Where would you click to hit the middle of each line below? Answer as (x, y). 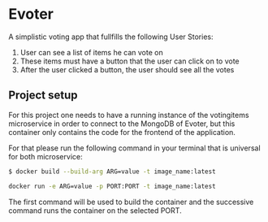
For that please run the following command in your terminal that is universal (135, 148)
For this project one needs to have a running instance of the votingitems (129, 115)
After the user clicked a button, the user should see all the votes (127, 69)
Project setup (43, 96)
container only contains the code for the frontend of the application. (122, 132)
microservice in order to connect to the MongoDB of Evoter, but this (122, 124)
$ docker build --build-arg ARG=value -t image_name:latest (112, 172)
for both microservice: (45, 156)
